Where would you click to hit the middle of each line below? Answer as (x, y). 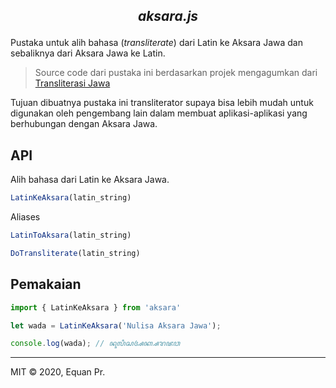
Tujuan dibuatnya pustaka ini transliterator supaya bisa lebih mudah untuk (162, 103)
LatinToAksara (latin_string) (71, 235)
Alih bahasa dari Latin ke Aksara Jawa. (90, 180)
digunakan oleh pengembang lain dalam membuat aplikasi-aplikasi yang (159, 113)
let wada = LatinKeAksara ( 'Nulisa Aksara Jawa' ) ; (116, 325)
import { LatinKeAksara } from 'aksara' (96, 307)
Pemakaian (46, 284)
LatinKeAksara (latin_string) (71, 198)
